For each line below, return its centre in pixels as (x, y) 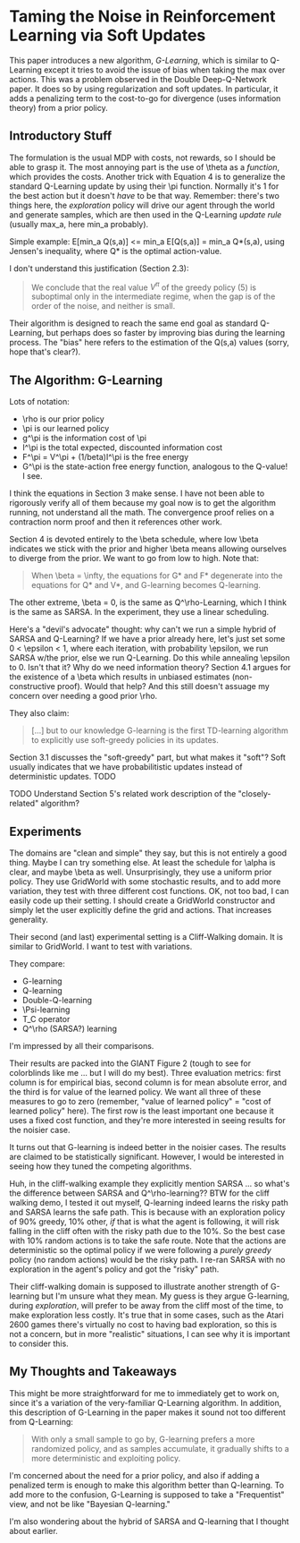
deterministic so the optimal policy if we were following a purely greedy (141, 1250)
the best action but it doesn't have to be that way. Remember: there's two (144, 195)
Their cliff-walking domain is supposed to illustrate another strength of (139, 1287)
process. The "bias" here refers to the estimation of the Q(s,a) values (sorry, (150, 343)
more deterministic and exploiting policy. (106, 1458)
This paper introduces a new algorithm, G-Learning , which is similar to (139, 60)
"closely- (254, 794)
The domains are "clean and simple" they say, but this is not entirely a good (148, 853)
